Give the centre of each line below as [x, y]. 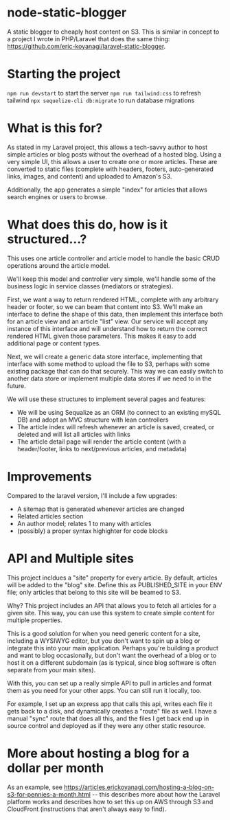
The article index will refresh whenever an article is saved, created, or [116, 426]
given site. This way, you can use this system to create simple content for [111, 613]
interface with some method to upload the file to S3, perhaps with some [108, 364]
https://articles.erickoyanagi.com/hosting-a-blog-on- [139, 787]
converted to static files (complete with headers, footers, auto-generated [111, 169]
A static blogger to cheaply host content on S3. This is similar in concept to [113, 32]
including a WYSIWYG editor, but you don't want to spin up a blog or [104, 641]
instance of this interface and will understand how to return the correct [107, 328]
